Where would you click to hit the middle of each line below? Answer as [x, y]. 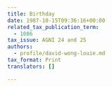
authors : [20, 47]
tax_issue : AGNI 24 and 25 [47, 40]
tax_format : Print [34, 60]
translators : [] [31, 66]
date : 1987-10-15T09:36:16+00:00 [56, 21]
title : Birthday [31, 14]
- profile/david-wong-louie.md [60, 54]
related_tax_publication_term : [53, 27]
